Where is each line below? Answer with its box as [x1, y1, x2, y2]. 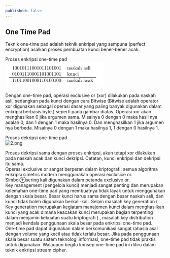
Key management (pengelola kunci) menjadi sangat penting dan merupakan [5, 182, 164, 188]
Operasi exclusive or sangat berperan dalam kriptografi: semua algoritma [5, 166, 158, 172]
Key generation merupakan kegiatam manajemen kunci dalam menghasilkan [5, 204, 165, 210]
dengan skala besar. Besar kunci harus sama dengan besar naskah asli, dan [5, 193, 164, 199]
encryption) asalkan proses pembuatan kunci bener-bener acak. [5, 46, 140, 53]
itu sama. [5, 160, 24, 167]
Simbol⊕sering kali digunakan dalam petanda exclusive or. [5, 177, 130, 183]
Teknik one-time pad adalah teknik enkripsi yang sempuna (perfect [5, 41, 146, 47]
